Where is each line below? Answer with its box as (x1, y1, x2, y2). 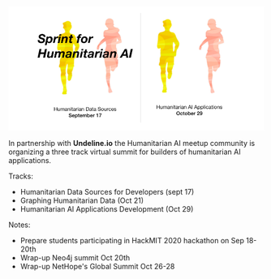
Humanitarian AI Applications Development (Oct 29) (19, 204, 194, 214)
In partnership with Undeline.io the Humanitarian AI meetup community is (8, 139, 256, 148)
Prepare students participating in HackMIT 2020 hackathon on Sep (19, 236, 245, 246)
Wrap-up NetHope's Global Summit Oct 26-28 (19, 262, 175, 272)
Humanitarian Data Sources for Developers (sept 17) (19, 187, 195, 197)
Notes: (8, 220, 31, 230)
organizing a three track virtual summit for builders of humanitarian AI (8, 147, 241, 157)
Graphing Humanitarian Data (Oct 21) (19, 195, 144, 205)
